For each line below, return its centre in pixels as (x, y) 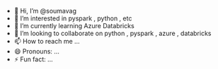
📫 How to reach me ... (47, 41)
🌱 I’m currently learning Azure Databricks (74, 26)
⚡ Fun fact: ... (33, 59)
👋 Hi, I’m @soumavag (45, 11)
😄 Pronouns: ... (37, 51)
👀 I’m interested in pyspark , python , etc (73, 18)
